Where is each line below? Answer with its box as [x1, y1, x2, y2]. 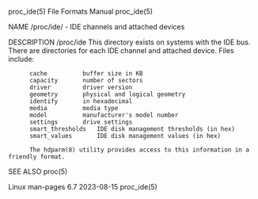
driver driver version [28, 83, 133, 91]
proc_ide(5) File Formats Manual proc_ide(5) [8, 7, 153, 16]
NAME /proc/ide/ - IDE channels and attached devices [8, 22, 185, 31]
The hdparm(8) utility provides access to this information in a [28, 146, 249, 154]
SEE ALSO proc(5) [8, 166, 68, 176]
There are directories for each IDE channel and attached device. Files [8, 46, 235, 55]
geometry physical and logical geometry [28, 90, 186, 98]
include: [8, 55, 35, 63]
